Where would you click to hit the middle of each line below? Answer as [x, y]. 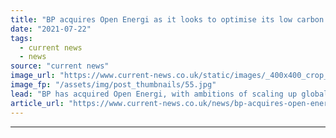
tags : [21, 38]
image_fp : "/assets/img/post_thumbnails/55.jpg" [113, 85]
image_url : [33, 76]
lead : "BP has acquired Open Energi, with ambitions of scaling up [154, 94]
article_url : [37, 103]
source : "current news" [60, 66]
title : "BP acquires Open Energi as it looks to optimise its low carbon [167, 19]
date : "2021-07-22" [51, 29]
